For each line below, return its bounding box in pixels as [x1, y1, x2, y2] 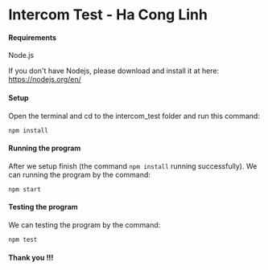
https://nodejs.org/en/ [8, 75, 82, 84]
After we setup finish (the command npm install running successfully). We [8, 161, 258, 170]
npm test [8, 235, 38, 243]
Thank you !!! [8, 252, 54, 262]
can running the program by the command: [8, 170, 151, 179]
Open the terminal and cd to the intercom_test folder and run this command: [8, 111, 260, 121]
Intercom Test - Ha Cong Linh [8, 6, 208, 24]
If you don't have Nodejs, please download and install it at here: [8, 66, 220, 76]
